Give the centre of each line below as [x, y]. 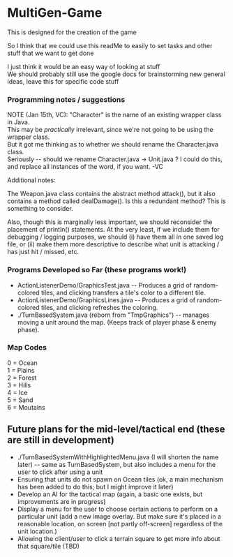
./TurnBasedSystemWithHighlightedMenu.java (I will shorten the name [118, 457]
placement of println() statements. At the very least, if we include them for [113, 230]
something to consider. [40, 209]
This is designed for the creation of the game [72, 32]
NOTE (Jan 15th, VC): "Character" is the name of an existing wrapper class [114, 115]
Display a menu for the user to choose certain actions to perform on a [118, 509]
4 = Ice [17, 392]
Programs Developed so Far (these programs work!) [97, 270]
